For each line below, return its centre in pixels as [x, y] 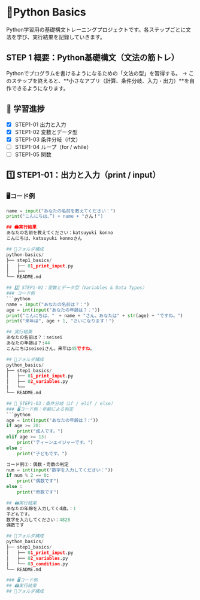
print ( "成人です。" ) [40, 431]
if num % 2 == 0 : [28, 476]
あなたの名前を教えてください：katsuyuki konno [60, 233]
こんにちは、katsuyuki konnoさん [44, 239]
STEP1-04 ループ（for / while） [53, 147]
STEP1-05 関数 [33, 154]
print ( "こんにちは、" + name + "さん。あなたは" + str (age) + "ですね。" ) [95, 316]
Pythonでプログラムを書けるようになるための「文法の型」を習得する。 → [97, 73]
